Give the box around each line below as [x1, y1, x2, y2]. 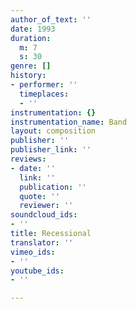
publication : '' [19, 182, 87, 192]
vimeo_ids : [10, 247, 56, 257]
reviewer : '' [19, 201, 74, 211]
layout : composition [10, 126, 97, 136]
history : [10, 71, 47, 81]
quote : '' [19, 191, 60, 201]
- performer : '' [10, 80, 78, 90]
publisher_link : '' [10, 145, 92, 155]
